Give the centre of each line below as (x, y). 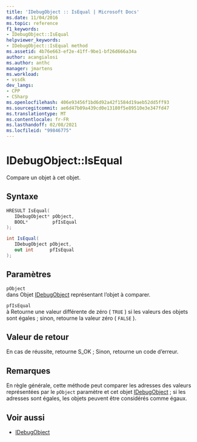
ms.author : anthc (28, 63)
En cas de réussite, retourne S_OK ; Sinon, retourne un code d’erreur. (92, 352)
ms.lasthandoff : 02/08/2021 (42, 125)
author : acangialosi (32, 57)
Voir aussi (25, 417)
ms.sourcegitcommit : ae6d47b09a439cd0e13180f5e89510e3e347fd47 (88, 108)
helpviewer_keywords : (34, 40)
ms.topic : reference (32, 23)
